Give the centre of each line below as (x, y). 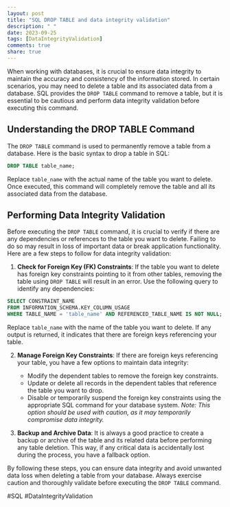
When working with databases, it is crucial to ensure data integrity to (104, 71)
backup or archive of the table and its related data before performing (114, 440)
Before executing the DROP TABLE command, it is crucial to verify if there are (113, 232)
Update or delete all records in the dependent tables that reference (122, 383)
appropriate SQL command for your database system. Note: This (119, 405)
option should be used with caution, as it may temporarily (109, 412)
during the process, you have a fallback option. (84, 455)
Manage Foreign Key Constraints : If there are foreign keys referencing (117, 355)
